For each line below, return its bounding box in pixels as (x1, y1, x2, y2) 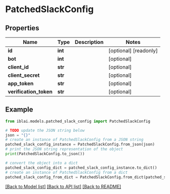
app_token (8, 80, 34, 87)
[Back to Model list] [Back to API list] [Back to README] (5, 183, 121, 190)
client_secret (8, 72, 40, 79)
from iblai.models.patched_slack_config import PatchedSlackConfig (5, 119, 151, 124)
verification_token (8, 88, 53, 95)
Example (5, 105, 33, 114)
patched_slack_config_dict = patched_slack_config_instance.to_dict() (5, 165, 157, 170)
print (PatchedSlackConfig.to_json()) (5, 152, 85, 157)
